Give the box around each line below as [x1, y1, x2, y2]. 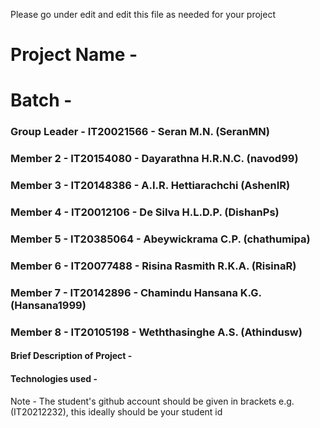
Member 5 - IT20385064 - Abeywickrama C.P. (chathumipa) [10, 232, 311, 246]
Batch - [10, 89, 73, 112]
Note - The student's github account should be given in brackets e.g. [10, 395, 295, 407]
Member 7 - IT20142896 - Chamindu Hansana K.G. [10, 285, 262, 299]
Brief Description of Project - [10, 350, 133, 362]
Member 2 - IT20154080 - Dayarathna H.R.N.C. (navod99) [10, 152, 299, 166]
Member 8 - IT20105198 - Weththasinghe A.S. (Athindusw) [10, 325, 303, 339]
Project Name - [10, 44, 138, 66]
